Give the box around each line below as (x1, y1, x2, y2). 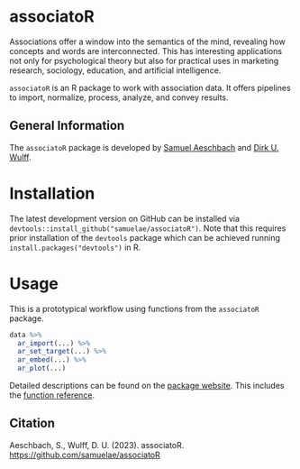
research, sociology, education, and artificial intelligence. (9, 65, 222, 76)
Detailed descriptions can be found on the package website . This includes (9, 381, 285, 391)
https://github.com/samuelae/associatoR (9, 449, 160, 460)
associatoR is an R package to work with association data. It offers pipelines (9, 82, 291, 93)
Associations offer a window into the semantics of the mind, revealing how (9, 36, 286, 47)
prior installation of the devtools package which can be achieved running (9, 232, 281, 243)
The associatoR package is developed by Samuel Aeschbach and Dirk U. (9, 142, 279, 152)
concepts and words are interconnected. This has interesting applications (9, 45, 282, 56)
